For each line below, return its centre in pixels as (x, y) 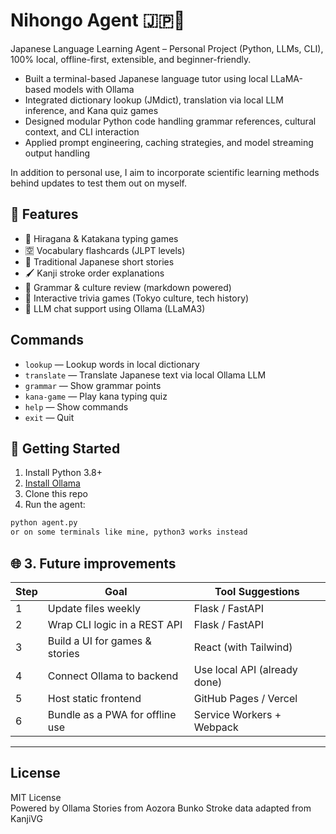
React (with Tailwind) (243, 647)
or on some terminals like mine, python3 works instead (129, 532)
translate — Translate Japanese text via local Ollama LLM (145, 375)
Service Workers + (237, 714)
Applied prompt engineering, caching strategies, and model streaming (169, 142)
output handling (57, 153)
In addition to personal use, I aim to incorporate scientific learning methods (165, 172)
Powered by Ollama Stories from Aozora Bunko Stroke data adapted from (161, 808)
